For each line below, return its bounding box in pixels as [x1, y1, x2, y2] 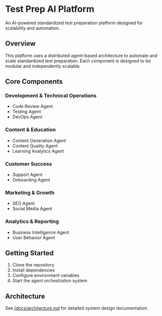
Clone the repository [12, 262, 54, 268]
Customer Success [5, 160, 52, 167]
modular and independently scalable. [5, 63, 81, 69]
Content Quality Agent [12, 142, 58, 149]
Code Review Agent [12, 103, 53, 109]
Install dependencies [12, 267, 55, 273]
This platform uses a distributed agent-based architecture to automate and [5, 52, 158, 58]
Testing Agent [12, 109, 41, 115]
